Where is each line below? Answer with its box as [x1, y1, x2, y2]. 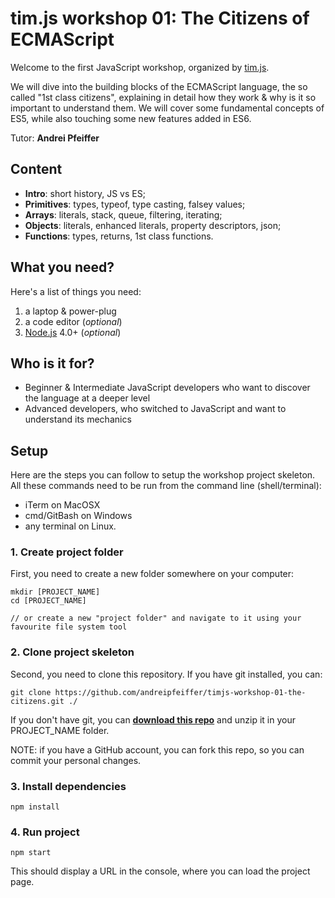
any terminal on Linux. [24, 520, 117, 532]
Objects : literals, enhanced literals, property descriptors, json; [24, 219, 282, 231]
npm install [10, 802, 60, 812]
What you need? [10, 259, 115, 276]
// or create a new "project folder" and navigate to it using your [10, 613, 302, 624]
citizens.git [10, 696, 65, 706]
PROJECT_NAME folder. [10, 724, 110, 736]
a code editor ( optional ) [24, 315, 123, 327]
